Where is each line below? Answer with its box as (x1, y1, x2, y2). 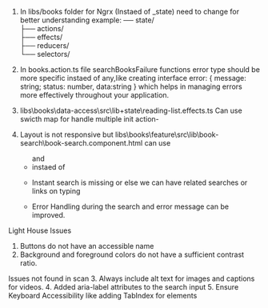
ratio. (19, 258, 38, 267)
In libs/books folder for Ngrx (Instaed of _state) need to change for (19, 7, 240, 16)
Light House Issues (8, 226, 72, 235)
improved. (31, 210, 66, 219)
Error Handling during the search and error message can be (31, 202, 230, 211)
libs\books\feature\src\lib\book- (114, 130, 219, 139)
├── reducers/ (19, 41, 70, 50)
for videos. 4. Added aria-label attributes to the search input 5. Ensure (8, 282, 239, 291)
